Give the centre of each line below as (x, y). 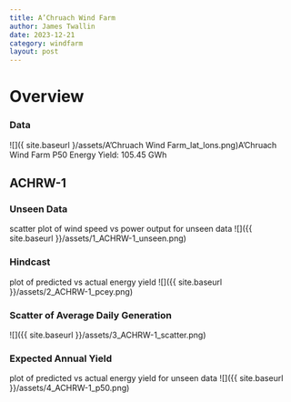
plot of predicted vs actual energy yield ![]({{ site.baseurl (116, 282)
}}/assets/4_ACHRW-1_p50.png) (70, 388)
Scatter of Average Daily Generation (91, 315)
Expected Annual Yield (60, 358)
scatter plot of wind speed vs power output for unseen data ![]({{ (131, 229)
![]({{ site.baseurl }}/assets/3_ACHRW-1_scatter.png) (108, 335)
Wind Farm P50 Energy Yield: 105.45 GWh (88, 155)
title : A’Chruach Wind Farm (63, 18)
